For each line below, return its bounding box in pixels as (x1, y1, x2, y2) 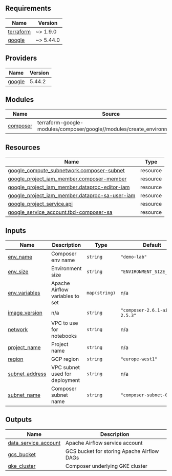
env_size (8, 268, 29, 276)
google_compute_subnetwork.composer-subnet (8, 167, 125, 174)
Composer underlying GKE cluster (66, 462, 147, 469)
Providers (5, 54, 37, 63)
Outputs (5, 415, 32, 424)
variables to (51, 292, 79, 300)
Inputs (5, 226, 27, 235)
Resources (5, 143, 40, 152)
